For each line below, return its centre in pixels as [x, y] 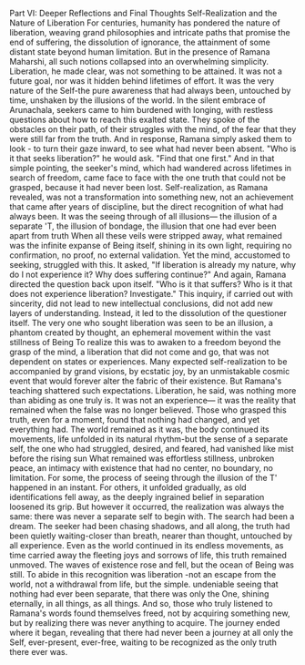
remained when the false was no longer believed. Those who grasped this [148, 410]
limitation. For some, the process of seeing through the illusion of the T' [143, 478]
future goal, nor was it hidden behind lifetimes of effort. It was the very [142, 81]
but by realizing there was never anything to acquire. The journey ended [145, 623]
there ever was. [39, 652]
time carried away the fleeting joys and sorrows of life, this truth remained [148, 555]
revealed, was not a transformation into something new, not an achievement [152, 197]
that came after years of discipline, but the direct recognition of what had [147, 207]
